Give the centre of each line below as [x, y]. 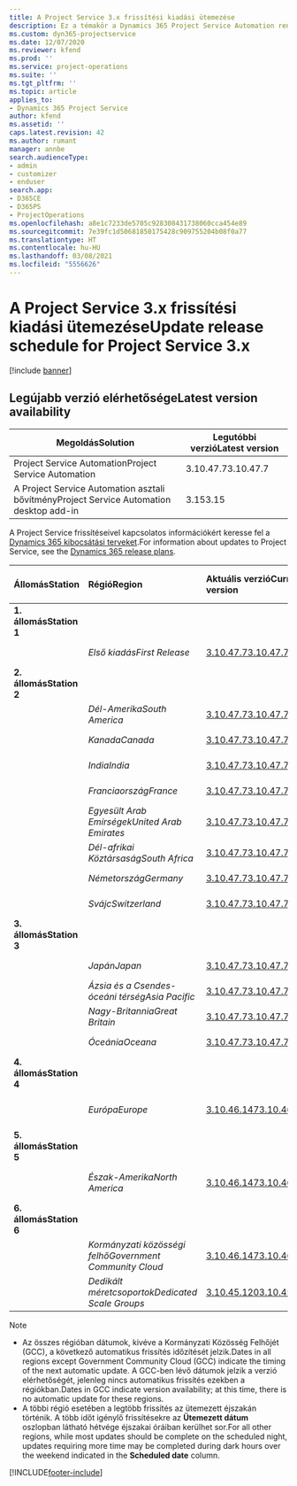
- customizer [33, 174]
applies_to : [31, 100]
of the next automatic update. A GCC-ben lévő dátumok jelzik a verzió [149, 1370]
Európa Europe [118, 1110]
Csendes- [155, 986]
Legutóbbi [235, 437]
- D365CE [25, 199]
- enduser [27, 182]
